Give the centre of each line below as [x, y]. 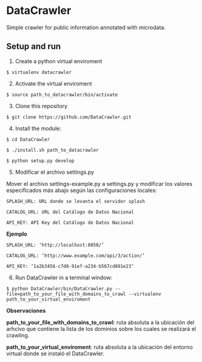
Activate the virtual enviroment [53, 83]
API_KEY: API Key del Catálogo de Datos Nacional [70, 222]
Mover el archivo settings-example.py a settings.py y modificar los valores [99, 183]
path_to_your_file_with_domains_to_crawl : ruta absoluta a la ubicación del [100, 322]
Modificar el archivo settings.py [55, 172]
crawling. [18, 335]
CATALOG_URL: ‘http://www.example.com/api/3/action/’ [76, 256]
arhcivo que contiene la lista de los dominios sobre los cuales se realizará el [101, 329]
